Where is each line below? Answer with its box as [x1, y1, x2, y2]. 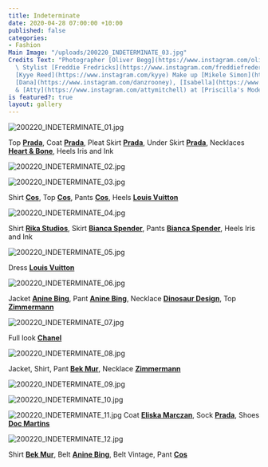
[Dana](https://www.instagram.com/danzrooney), [15, 78, 177, 86]
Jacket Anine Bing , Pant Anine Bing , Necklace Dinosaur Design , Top [8, 294, 237, 304]
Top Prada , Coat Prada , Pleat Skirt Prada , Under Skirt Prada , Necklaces [8, 138, 245, 147]
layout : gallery [8, 100, 62, 108]
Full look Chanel [8, 333, 62, 343]
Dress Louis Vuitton [8, 263, 75, 273]
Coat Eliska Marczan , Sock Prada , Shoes [123, 410, 260, 420]
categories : [8, 33, 48, 42]
